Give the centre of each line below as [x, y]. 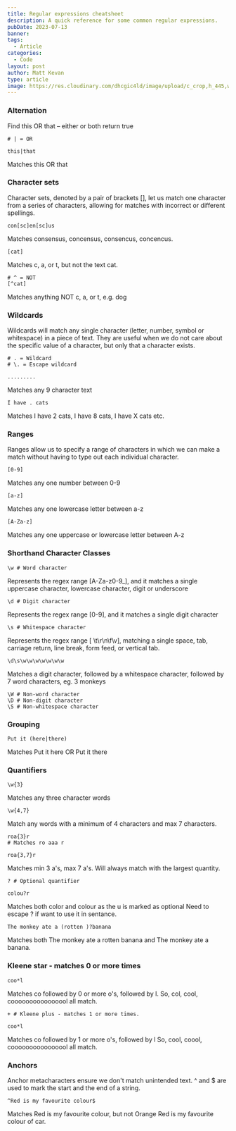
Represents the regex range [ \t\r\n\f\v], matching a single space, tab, [108, 640]
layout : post [26, 66]
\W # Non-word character [44, 694]
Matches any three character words [59, 798]
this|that [22, 151]
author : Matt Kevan [36, 73]
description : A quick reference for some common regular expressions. [113, 20]
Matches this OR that [38, 164]
